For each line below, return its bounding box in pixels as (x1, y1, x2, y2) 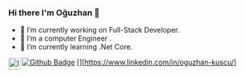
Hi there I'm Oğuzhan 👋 (8, 7, 100, 18)
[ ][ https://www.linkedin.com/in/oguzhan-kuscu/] (76, 57, 237, 67)
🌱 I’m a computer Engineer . (19, 33, 112, 43)
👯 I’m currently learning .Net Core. (19, 42, 133, 52)
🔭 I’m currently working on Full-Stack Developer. (19, 25, 180, 35)
